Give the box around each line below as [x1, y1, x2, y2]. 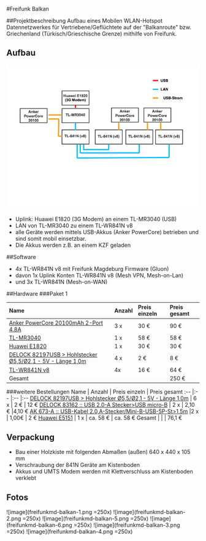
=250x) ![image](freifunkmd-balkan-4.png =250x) [6, 528, 133, 535]
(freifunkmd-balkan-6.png [6, 521, 72, 529]
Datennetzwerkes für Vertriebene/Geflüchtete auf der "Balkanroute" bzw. [6, 24, 192, 31]
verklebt [15, 474, 37, 482]
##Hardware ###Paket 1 [6, 290, 68, 297]
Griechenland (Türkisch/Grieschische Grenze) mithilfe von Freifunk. [6, 30, 177, 37]
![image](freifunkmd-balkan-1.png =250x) [6, 508, 112, 515]
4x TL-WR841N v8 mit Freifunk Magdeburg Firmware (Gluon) [15, 265, 169, 272]
